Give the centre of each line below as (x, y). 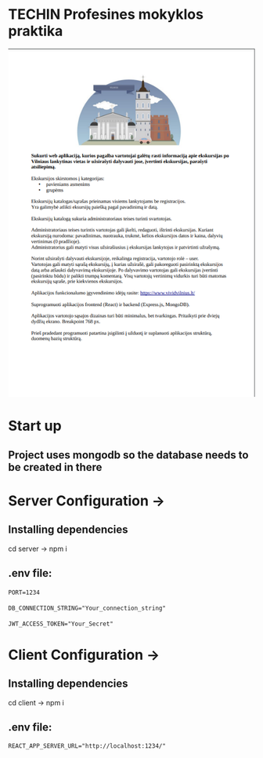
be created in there (55, 467)
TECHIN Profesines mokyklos (106, 15)
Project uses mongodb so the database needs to (128, 455)
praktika (36, 31)
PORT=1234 (24, 592)
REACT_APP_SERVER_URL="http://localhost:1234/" (87, 746)
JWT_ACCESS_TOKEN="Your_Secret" (61, 624)
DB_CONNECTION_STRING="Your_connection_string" (87, 608)
